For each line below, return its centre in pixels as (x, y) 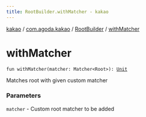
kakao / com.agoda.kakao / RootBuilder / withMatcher (73, 29)
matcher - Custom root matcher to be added (60, 109)
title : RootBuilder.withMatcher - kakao (58, 12)
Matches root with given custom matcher (57, 80)
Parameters (23, 95)
